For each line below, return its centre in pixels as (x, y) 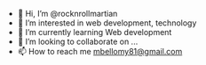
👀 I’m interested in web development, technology (107, 23)
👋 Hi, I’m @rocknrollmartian (67, 14)
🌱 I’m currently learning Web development (95, 32)
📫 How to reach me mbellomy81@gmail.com (100, 51)
